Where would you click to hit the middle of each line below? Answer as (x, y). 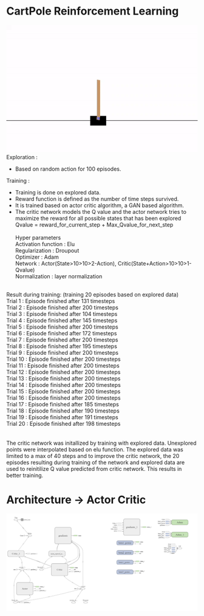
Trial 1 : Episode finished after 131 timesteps (61, 301)
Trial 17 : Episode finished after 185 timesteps (63, 404)
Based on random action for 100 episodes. (68, 169)
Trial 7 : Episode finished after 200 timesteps (62, 340)
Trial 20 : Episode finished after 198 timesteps (63, 423)
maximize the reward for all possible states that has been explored (98, 218)
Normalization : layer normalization (59, 276)
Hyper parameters (38, 238)
